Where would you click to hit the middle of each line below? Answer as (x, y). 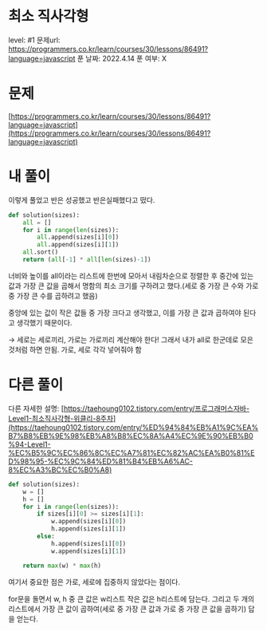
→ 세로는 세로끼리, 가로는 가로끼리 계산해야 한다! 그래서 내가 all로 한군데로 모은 (131, 339)
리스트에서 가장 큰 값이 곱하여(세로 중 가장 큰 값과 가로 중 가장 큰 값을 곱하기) (128, 609)
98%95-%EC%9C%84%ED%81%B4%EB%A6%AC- (106, 461)
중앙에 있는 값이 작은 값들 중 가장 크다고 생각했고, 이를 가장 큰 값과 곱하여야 (125, 313)
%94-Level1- (29, 444)
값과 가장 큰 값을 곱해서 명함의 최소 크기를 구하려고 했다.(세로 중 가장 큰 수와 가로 (133, 286)
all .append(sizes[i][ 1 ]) (78, 245)
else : (46, 536)
